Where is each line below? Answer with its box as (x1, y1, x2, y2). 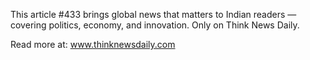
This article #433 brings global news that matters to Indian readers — (10, 9, 297, 20)
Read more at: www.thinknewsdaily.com (10, 39, 176, 50)
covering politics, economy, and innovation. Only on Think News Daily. (10, 19, 300, 31)
